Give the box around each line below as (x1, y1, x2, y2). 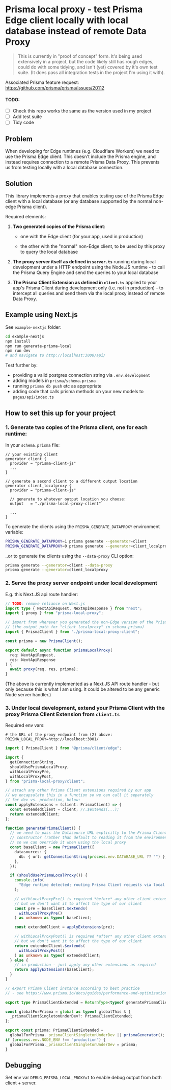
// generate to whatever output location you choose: (10, 496, 126, 502)
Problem (5, 134, 33, 143)
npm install (5, 338, 31, 344)
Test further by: (5, 362, 38, 369)
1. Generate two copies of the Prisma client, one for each (5, 424, 148, 431)
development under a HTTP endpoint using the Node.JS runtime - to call (12, 264, 165, 270)
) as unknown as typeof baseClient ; (14, 915, 93, 921)
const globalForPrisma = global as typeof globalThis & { (5, 1009, 131, 1014)
